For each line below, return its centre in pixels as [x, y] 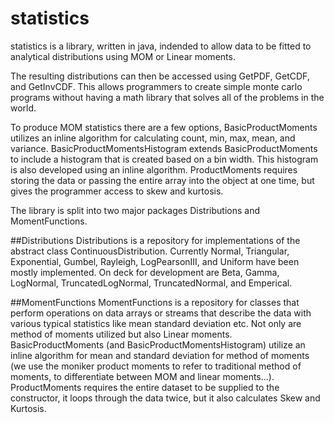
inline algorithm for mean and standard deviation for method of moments [160, 355]
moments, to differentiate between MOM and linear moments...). [142, 376]
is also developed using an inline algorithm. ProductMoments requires [154, 169]
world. [23, 108]
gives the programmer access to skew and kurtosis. [117, 191]
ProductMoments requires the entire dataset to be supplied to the [145, 387]
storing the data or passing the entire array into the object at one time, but [162, 180]
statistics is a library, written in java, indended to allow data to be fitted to [161, 46]
